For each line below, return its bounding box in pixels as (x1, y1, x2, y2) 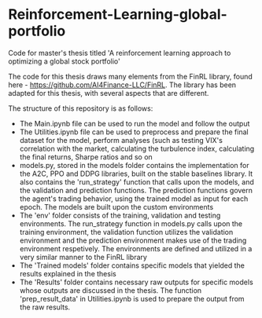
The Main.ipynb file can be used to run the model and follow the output (19, 119, 250, 128)
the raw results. (19, 302, 71, 312)
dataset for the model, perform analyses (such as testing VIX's (19, 135, 223, 144)
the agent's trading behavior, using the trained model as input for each (19, 194, 249, 203)
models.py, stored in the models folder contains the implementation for (19, 160, 249, 170)
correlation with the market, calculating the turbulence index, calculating (19, 144, 255, 153)
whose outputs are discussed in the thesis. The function (19, 285, 202, 295)
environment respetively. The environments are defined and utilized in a (19, 243, 253, 253)
